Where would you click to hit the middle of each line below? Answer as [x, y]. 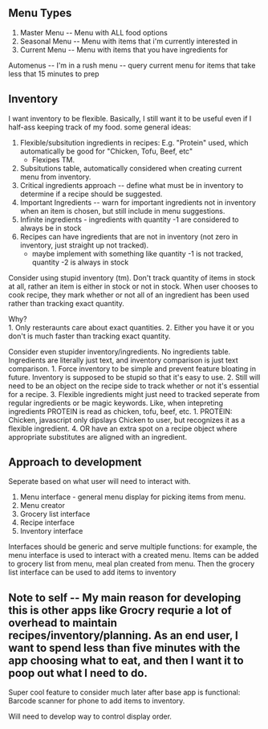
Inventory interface [51, 531]
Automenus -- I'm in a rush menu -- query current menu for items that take [132, 65]
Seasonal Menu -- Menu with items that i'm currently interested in [129, 41]
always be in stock [51, 227]
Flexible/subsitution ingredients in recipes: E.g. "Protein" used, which [134, 142]
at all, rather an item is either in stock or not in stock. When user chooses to [133, 286]
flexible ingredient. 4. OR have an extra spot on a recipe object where [123, 428]
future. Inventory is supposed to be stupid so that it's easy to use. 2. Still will [134, 377]
